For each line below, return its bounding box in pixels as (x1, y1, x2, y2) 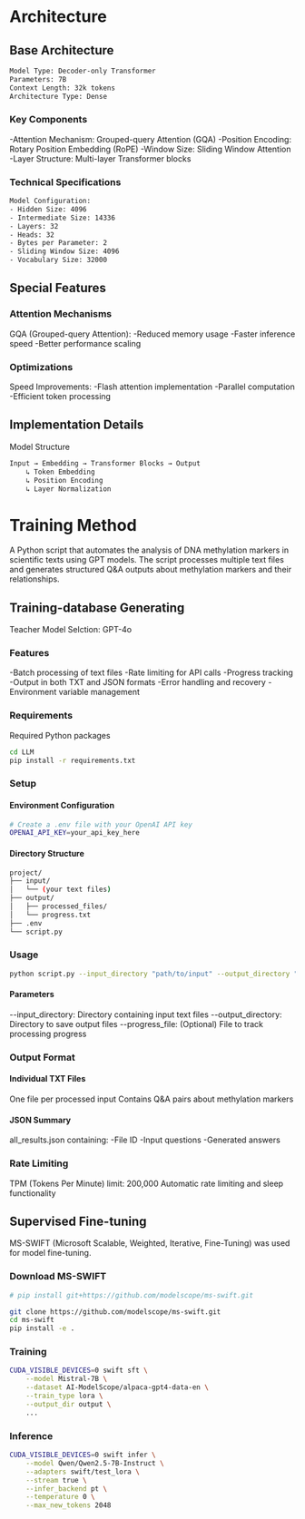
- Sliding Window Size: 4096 (9, 247, 120, 256)
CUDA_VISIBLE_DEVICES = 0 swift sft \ (9, 1366, 148, 1376)
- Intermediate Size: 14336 (9, 213, 116, 222)
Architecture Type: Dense (9, 92, 107, 101)
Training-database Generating (9, 600, 185, 615)
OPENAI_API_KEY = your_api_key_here (9, 828, 141, 838)
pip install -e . (9, 1324, 75, 1333)
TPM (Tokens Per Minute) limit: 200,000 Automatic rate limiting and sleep (9, 1178, 284, 1189)
